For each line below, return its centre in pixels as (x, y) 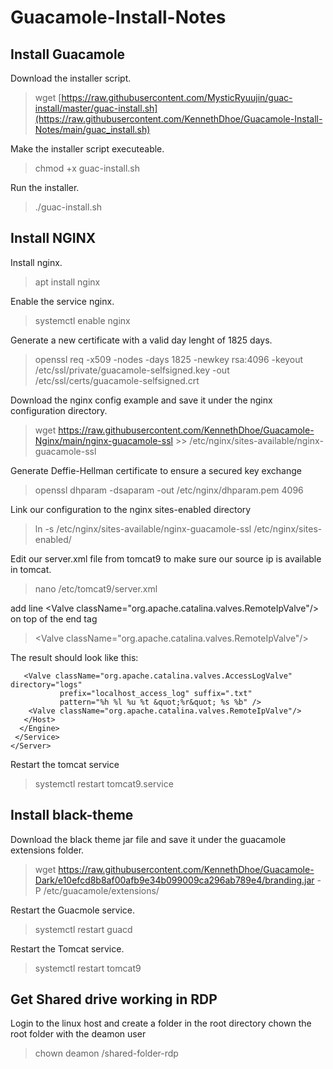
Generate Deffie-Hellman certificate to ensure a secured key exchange (156, 470)
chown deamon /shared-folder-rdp (106, 1053)
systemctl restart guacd (83, 929)
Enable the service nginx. (62, 301)
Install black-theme (72, 815)
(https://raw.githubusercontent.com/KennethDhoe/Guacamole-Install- (178, 119)
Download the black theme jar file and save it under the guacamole (148, 839)
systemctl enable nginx (82, 320)
